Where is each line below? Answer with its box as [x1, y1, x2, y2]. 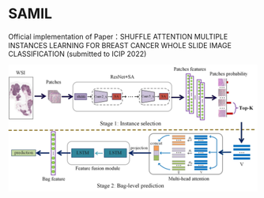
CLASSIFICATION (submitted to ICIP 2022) [8, 49, 147, 58]
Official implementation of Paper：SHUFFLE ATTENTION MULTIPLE [8, 32, 228, 41]
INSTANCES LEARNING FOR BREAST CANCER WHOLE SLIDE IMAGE [8, 40, 232, 50]
